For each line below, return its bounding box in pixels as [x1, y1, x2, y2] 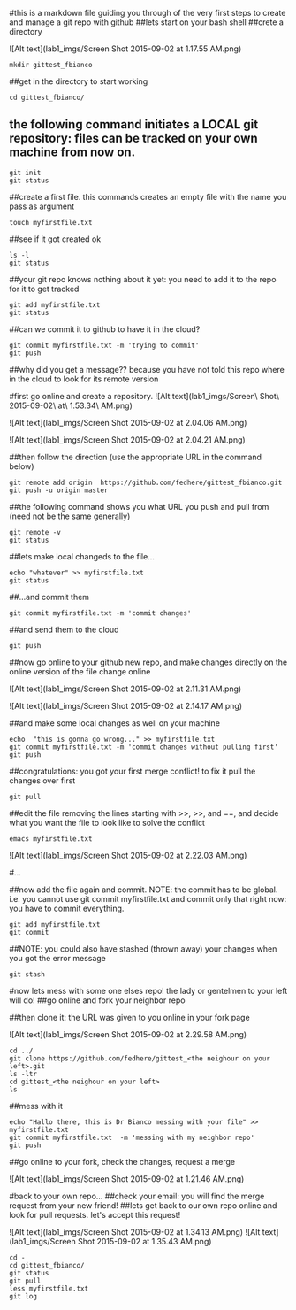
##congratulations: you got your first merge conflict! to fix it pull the [9, 766, 256, 776]
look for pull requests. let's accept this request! [9, 1209, 181, 1220]
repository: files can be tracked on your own [9, 131, 258, 146]
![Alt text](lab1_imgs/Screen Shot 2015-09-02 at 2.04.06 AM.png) [9, 417, 247, 428]
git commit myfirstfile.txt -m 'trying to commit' [9, 341, 200, 350]
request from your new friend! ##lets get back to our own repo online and [9, 1199, 277, 1211]
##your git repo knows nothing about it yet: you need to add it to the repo [9, 274, 277, 284]
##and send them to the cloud [9, 624, 119, 635]
